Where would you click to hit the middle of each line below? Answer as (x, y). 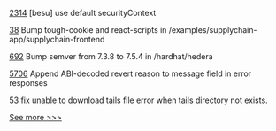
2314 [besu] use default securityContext (83, 13)
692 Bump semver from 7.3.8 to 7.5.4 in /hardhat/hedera (111, 56)
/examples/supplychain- (213, 30)
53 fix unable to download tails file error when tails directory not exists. (138, 100)
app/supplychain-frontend (57, 39)
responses (28, 83)
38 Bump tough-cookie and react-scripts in (88, 30)
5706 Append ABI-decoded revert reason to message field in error (130, 73)
